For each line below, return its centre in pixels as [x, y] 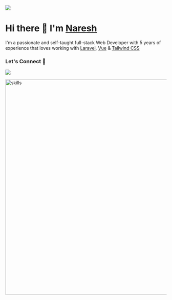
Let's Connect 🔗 [26, 61]
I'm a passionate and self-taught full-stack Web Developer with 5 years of [83, 42]
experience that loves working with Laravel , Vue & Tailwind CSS [72, 48]
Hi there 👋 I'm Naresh [51, 29]
